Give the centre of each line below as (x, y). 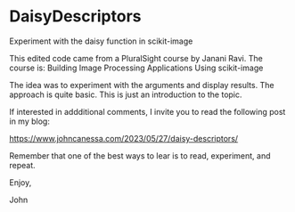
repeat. (22, 165)
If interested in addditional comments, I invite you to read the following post (147, 111)
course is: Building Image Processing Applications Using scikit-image (136, 68)
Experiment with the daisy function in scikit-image (101, 41)
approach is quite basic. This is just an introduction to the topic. (126, 94)
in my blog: (30, 121)
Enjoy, (20, 182)
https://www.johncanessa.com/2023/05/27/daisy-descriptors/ (124, 138)
